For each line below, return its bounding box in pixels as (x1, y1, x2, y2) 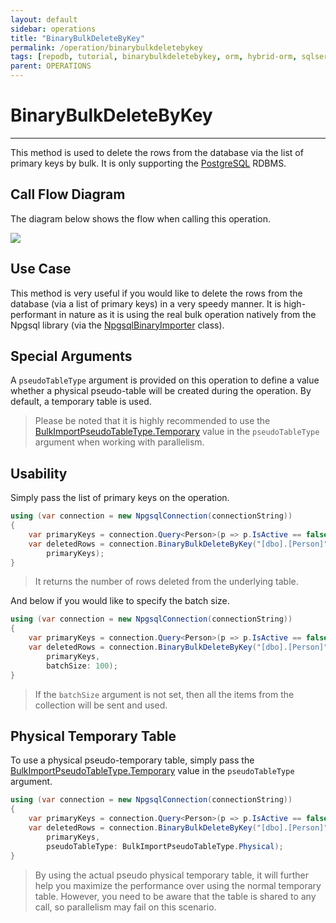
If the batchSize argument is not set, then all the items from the (34, 688, 295, 700)
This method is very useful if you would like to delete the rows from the (10, 287, 303, 299)
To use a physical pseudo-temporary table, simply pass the (10, 754, 255, 766)
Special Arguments (10, 347, 133, 365)
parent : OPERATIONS (10, 61, 92, 71)
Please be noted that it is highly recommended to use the (34, 415, 271, 427)
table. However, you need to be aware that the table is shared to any (34, 890, 317, 902)
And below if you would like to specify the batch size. (10, 595, 230, 607)
